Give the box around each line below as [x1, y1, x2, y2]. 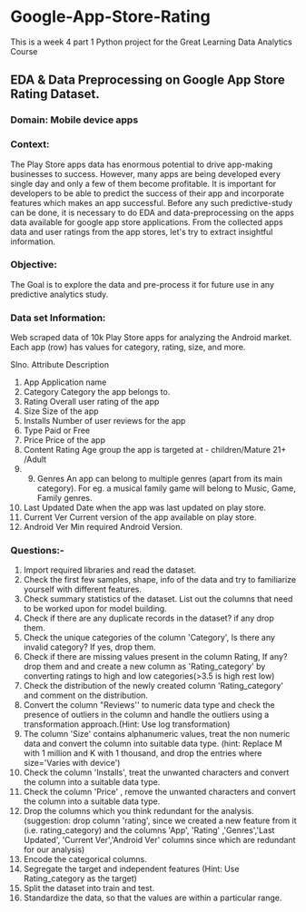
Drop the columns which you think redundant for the [23, 806, 220, 817]
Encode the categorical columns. [23, 854, 148, 865]
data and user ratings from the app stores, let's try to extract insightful [10, 226, 273, 237]
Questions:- [10, 544, 64, 557]
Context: [10, 138, 50, 151]
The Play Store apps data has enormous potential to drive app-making [10, 159, 273, 170]
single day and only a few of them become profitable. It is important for [10, 178, 277, 189]
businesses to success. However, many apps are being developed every [10, 168, 281, 179]
